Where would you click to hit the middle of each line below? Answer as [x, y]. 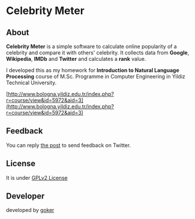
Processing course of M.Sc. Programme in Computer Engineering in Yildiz [96, 76]
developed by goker [30, 210]
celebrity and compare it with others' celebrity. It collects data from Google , [97, 53]
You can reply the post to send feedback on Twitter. [69, 145]
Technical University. [31, 83]
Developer [25, 196]
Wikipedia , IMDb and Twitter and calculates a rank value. [76, 59]
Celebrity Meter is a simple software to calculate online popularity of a [92, 46]
